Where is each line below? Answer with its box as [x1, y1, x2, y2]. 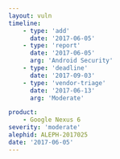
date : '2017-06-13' [29, 86, 95, 95]
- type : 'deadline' [23, 64, 89, 72]
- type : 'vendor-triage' [23, 79, 106, 87]
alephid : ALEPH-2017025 [8, 131, 89, 139]
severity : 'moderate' [8, 124, 81, 132]
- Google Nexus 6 [23, 116, 81, 124]
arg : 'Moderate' [29, 94, 85, 102]
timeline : [8, 19, 42, 27]
